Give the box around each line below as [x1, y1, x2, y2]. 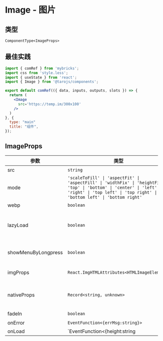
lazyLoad [7, 222, 29, 228]
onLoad [7, 328, 25, 335]
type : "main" [9, 120, 36, 125]
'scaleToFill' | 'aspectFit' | [67, 175, 140, 180]
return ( [9, 93, 27, 97]
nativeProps [7, 292, 35, 298]
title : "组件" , [9, 124, 39, 129]
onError [7, 319, 25, 326]
